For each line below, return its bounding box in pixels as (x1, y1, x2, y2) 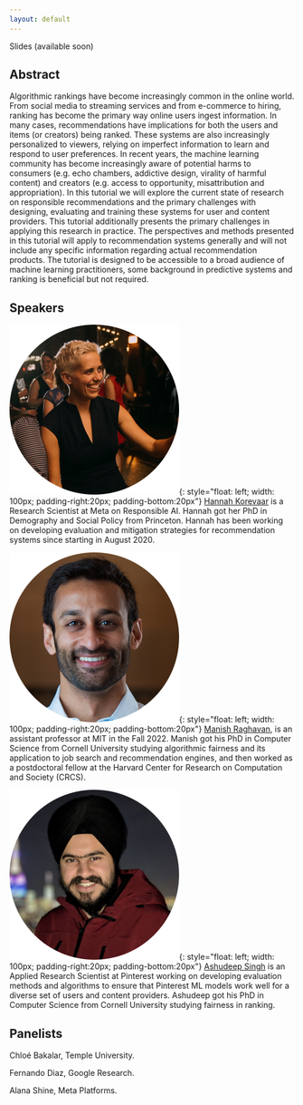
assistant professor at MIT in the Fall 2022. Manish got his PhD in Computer (9, 733, 292, 744)
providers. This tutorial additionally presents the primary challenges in (9, 216, 270, 227)
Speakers (9, 300, 65, 315)
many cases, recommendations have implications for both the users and (9, 120, 279, 131)
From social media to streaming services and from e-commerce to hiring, (9, 101, 282, 111)
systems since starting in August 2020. (9, 535, 156, 546)
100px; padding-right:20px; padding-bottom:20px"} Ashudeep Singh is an (9, 961, 286, 972)
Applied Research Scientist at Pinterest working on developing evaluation (9, 971, 282, 982)
